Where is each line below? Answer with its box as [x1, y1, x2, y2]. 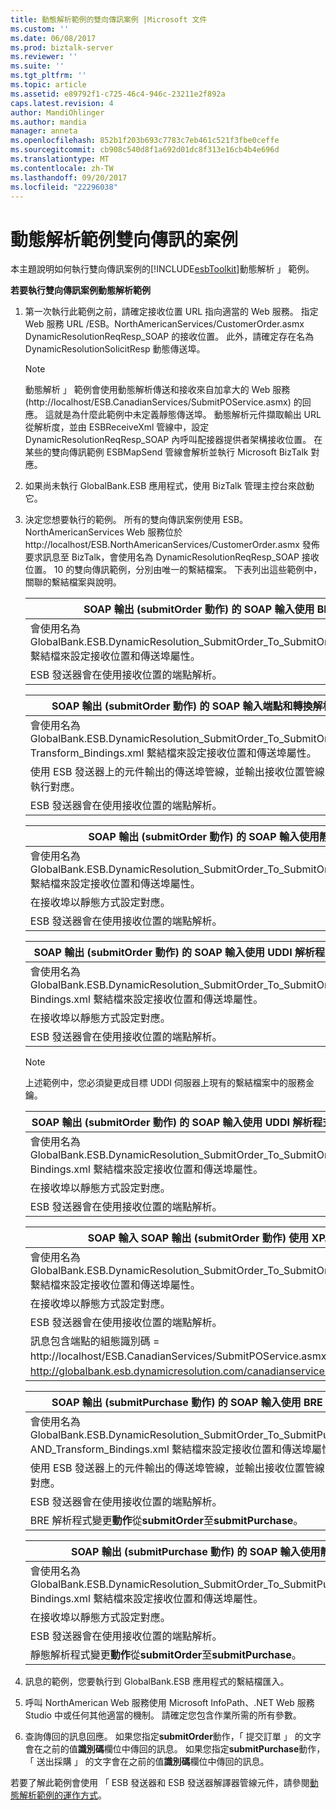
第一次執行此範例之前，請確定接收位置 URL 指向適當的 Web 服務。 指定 [24, 306, 319, 318]
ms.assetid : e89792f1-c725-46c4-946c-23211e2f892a [10, 89, 226, 99]
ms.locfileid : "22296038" [10, 182, 118, 192]
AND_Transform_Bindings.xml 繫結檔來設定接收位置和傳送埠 [29, 1442, 313, 1456]
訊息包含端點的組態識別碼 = [29, 1334, 160, 1348]
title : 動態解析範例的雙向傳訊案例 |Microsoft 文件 [10, 14, 208, 25]
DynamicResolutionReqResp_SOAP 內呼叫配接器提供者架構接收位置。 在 [24, 434, 323, 446]
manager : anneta [10, 126, 78, 136]
